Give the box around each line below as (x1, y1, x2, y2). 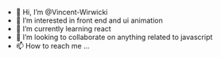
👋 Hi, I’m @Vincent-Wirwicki (15, 8, 108, 16)
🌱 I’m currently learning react (15, 24, 111, 33)
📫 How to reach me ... (15, 42, 90, 50)
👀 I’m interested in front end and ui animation (15, 16, 163, 25)
